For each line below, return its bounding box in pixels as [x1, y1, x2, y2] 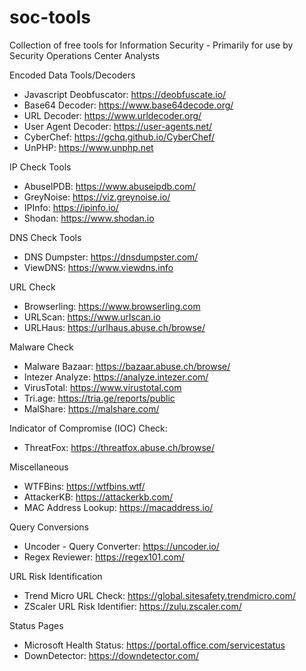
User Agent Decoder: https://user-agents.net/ [23, 120, 213, 132]
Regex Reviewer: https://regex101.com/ [23, 551, 186, 563]
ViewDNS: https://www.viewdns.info [23, 261, 174, 273]
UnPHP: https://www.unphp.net [23, 141, 154, 153]
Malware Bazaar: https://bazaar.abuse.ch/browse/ [23, 360, 231, 372]
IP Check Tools [9, 161, 72, 173]
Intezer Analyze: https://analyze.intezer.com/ [23, 371, 209, 383]
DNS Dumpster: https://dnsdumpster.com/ [23, 251, 199, 263]
